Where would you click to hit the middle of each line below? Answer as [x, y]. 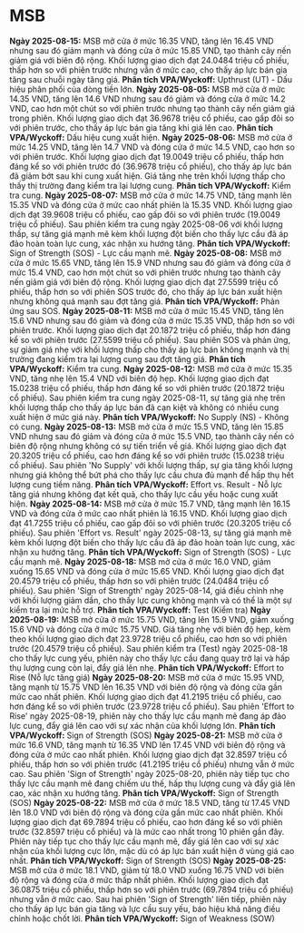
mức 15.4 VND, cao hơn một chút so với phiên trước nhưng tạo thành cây [145, 272]
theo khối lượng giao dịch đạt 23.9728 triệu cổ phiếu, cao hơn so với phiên [148, 638]
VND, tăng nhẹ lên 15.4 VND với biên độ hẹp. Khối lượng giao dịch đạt [139, 378]
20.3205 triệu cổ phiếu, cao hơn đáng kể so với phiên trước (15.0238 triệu [147, 456]
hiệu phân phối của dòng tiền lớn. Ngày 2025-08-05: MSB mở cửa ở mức [147, 89]
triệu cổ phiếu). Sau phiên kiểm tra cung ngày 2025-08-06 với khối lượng [146, 224]
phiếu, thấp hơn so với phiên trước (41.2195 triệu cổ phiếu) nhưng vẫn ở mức [152, 764]
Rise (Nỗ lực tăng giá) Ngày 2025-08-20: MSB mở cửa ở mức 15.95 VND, [147, 677]
